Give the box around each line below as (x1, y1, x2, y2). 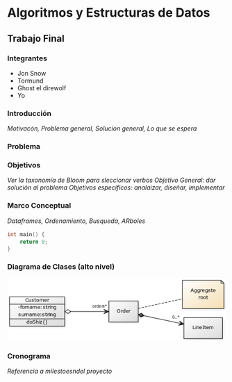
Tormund (17, 76, 44, 85)
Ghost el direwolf (17, 83, 67, 92)
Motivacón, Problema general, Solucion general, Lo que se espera (7, 124, 197, 133)
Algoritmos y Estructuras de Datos (7, 5, 210, 21)
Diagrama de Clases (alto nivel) (7, 262, 115, 272)
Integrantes (7, 53, 47, 63)
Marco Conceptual (7, 201, 72, 210)
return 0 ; (19, 238, 49, 245)
